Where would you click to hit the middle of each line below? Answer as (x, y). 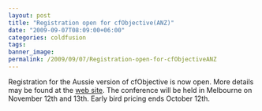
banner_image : (32, 52)
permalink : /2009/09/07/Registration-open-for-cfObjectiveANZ (112, 60)
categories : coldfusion (47, 37)
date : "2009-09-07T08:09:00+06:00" (67, 30)
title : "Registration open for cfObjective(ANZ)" (92, 23)
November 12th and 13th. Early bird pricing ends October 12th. (109, 98)
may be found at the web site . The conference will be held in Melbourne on (130, 90)
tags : (17, 45)
